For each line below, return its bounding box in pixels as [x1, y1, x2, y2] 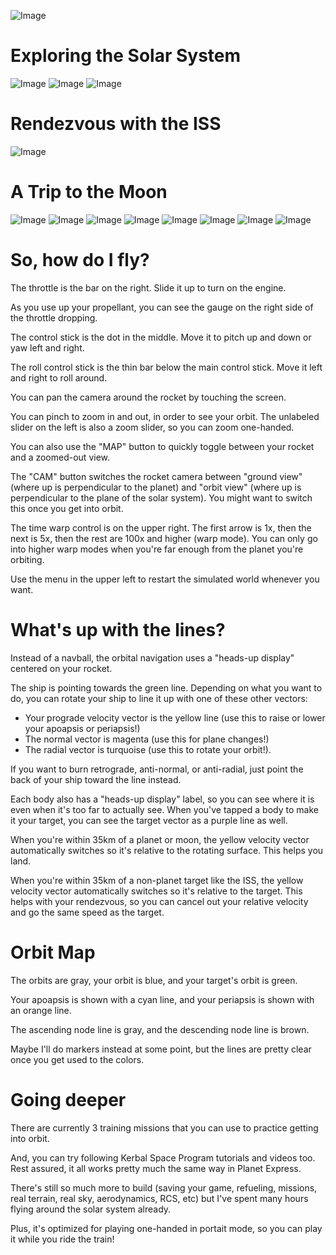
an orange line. [10, 1004, 72, 1016]
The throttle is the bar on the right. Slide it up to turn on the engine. [10, 281, 287, 294]
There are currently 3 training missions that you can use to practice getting [10, 1121, 319, 1134]
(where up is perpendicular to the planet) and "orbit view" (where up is [10, 481, 302, 493]
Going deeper [10, 1088, 127, 1111]
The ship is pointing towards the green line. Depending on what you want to [10, 681, 323, 694]
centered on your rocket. [10, 662, 113, 674]
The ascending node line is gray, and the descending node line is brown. [10, 1023, 310, 1035]
